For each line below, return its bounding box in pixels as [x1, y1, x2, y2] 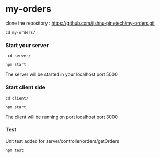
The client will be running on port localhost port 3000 [5, 114, 118, 120]
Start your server [5, 41, 49, 49]
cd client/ [5, 96, 29, 101]
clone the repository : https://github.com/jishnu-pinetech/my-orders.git [5, 20, 155, 26]
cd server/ [7, 53, 31, 59]
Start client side [5, 84, 46, 91]
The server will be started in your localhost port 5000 [5, 71, 118, 77]
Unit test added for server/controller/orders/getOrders [5, 138, 119, 144]
